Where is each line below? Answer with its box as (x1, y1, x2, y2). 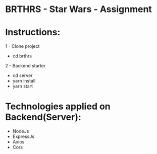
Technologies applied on (5, 101, 111, 112)
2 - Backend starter (5, 63, 46, 69)
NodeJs (12, 128, 29, 134)
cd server (12, 72, 33, 79)
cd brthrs (12, 53, 32, 59)
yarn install (12, 78, 36, 84)
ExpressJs (12, 133, 34, 139)
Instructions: (5, 27, 61, 38)
